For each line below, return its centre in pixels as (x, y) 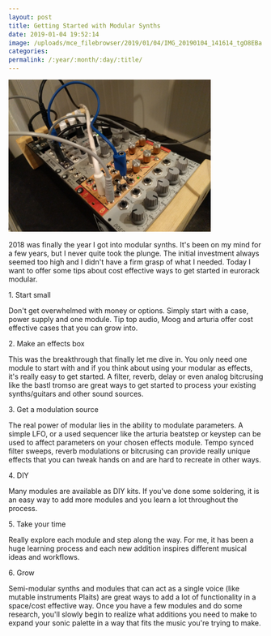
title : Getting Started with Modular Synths (85, 26)
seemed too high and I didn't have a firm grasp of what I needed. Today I (129, 262)
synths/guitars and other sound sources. (76, 394)
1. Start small (30, 295)
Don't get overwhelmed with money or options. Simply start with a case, (129, 311)
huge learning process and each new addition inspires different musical (127, 548)
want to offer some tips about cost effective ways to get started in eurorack (134, 271)
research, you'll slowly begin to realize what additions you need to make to (133, 614)
